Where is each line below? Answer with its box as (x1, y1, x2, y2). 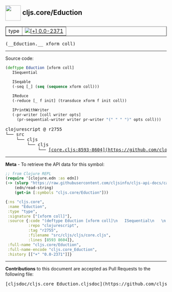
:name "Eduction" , (7, 204, 47, 209)
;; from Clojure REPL (5, 171, 52, 176)
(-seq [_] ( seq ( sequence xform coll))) (12, 84, 100, 90)
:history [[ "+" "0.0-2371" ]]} (7, 252, 72, 257)
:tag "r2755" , (28, 228, 58, 233)
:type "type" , (7, 208, 38, 214)
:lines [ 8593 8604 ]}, (28, 237, 74, 242)
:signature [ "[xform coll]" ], (7, 214, 72, 219)
